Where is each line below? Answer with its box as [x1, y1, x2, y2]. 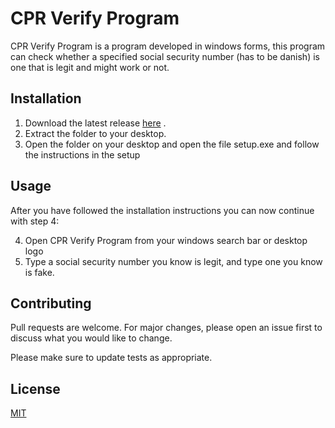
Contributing [10, 295, 92, 312]
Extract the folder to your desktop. [24, 127, 167, 139]
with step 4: [10, 215, 60, 227]
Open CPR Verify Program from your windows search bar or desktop [24, 234, 308, 246]
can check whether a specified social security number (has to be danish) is [10, 50, 320, 62]
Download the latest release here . [24, 117, 167, 129]
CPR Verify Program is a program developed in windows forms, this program [10, 40, 326, 52]
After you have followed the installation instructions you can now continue [10, 204, 315, 216]
